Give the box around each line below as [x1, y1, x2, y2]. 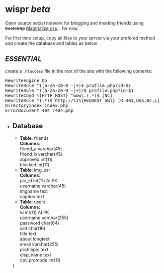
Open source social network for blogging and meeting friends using [5, 20, 144, 26]
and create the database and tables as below [5, 40, 97, 46]
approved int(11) [19, 156, 53, 162]
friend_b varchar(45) [19, 151, 63, 157]
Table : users [19, 199, 46, 205]
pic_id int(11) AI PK [19, 177, 58, 183]
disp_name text [19, 252, 51, 258]
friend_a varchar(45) [19, 146, 62, 152]
